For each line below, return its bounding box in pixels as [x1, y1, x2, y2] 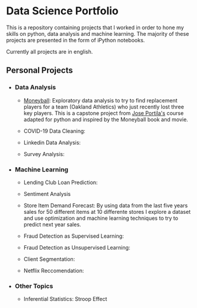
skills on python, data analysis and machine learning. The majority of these [6, 30, 189, 37]
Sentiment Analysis [23, 190, 71, 197]
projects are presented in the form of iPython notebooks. [6, 36, 145, 43]
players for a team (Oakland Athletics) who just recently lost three [23, 103, 185, 110]
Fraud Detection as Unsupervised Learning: [23, 244, 131, 251]
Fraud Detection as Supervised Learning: [23, 232, 124, 239]
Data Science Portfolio [6, 4, 119, 18]
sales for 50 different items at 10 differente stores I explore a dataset [23, 208, 191, 215]
